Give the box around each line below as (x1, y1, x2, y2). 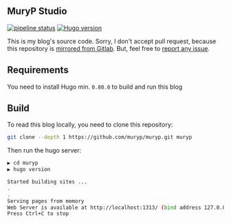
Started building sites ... (7, 179, 88, 186)
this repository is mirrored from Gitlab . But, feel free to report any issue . (7, 44, 210, 52)
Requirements (7, 65, 69, 76)
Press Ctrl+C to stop (7, 210, 69, 217)
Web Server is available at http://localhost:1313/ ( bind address (7, 204, 201, 211)
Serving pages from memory (7, 197, 85, 205)
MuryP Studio (7, 5, 67, 17)
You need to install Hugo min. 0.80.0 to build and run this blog (7, 82, 183, 91)
